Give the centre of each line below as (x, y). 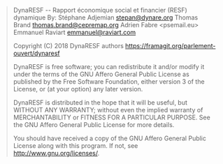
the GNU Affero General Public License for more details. (94, 125)
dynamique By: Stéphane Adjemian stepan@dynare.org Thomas (106, 17)
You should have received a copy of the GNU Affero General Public (110, 138)
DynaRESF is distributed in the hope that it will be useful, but (100, 103)
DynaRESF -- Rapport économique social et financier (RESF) (100, 10)
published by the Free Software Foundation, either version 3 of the (109, 82)
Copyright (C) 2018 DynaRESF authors (68, 46)
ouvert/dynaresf (36, 53)
